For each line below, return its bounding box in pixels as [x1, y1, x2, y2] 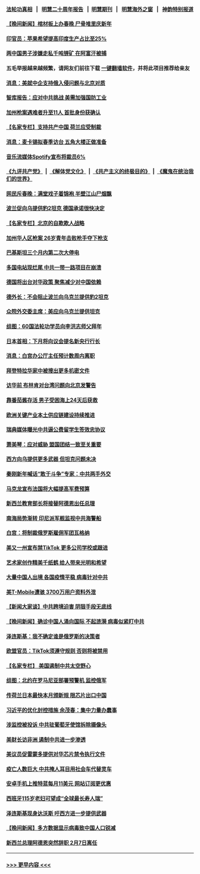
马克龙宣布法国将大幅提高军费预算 [6, 485, 90, 492]
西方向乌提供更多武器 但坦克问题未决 [6, 455, 96, 463]
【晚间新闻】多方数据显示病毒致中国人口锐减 [6, 825, 116, 832]
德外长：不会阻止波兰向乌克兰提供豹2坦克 [6, 293, 109, 300]
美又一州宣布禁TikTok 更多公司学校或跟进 [6, 544, 108, 551]
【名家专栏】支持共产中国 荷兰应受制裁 [6, 123, 102, 131]
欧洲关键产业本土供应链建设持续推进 [6, 411, 95, 419]
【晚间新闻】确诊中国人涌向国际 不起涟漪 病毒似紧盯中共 [6, 618, 145, 625]
